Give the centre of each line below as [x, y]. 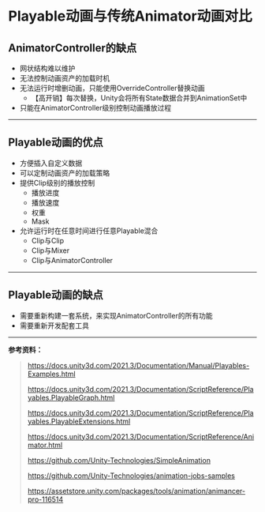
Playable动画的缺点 [56, 295]
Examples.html [52, 374]
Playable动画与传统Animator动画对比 [130, 16]
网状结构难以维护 [47, 68]
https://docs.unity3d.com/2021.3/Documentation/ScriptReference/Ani [141, 436]
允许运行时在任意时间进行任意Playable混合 [89, 231]
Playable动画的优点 [56, 143]
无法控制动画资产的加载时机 [65, 78]
